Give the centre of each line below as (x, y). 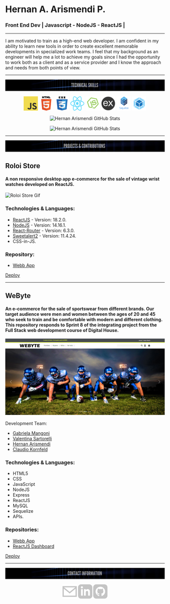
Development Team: (26, 424)
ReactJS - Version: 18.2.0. (39, 219)
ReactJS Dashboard (33, 546)
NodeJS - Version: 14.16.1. (39, 225)
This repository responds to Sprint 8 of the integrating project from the (81, 325)
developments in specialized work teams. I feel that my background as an (82, 52)
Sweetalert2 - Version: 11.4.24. (45, 236)
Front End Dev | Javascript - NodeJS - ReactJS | (65, 25)
